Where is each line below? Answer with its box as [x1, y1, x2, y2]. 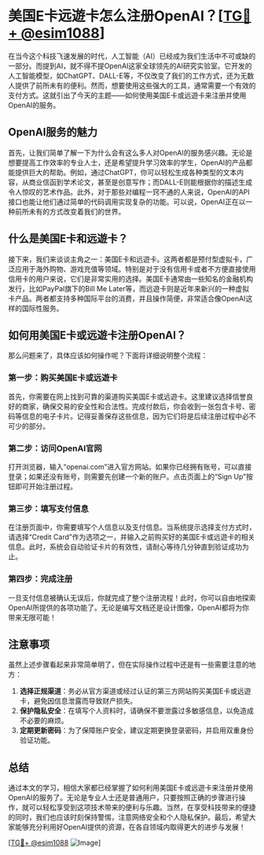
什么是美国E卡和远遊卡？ [8, 232, 128, 246]
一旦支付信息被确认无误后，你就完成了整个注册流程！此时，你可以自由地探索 [8, 593, 256, 602]
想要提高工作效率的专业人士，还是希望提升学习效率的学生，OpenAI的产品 [8, 158, 246, 167]
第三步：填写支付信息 [8, 503, 89, 514]
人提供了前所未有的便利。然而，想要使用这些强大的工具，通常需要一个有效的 [8, 80, 256, 90]
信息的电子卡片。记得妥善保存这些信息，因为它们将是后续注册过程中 [21, 411, 242, 421]
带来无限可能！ [8, 612, 57, 622]
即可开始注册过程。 [14, 481, 77, 491]
